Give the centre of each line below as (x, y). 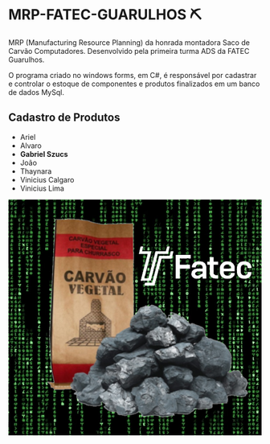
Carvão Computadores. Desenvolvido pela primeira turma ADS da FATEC (129, 51)
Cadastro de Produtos (64, 118)
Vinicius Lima (42, 188)
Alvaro (31, 146)
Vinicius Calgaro (47, 179)
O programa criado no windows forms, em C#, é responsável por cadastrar (133, 75)
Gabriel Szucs (44, 154)
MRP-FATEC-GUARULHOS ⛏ (105, 15)
